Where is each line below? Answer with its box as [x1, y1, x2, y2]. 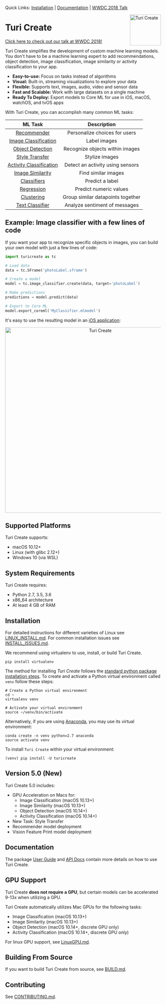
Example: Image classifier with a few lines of [5, 218, 145, 227]
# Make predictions [5, 290, 45, 295]
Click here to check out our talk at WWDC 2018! [5, 38, 102, 44]
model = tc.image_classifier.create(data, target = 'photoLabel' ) [5, 281, 140, 287]
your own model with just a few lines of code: [5, 244, 98, 250]
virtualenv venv [5, 697, 39, 702]
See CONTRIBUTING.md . [5, 994, 56, 1000]
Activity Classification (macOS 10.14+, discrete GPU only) [12, 929, 129, 935]
